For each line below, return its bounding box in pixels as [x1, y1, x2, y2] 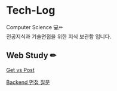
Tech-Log [6, 4, 56, 17]
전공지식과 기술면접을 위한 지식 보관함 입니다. [6, 33, 112, 40]
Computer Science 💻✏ [6, 23, 64, 30]
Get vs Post [6, 66, 35, 73]
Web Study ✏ [6, 51, 57, 61]
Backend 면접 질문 [6, 79, 50, 86]
